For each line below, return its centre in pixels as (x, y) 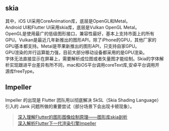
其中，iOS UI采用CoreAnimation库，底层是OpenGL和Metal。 (68, 21)
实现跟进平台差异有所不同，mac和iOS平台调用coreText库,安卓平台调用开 (84, 65)
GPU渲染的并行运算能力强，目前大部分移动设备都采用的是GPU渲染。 (76, 52)
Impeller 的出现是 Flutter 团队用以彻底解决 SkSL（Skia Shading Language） (83, 100)
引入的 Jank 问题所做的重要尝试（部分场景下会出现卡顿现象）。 (70, 106)
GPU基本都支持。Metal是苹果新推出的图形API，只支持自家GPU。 (72, 46)
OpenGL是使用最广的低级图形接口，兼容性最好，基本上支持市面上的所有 (80, 33)
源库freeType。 (21, 71)
